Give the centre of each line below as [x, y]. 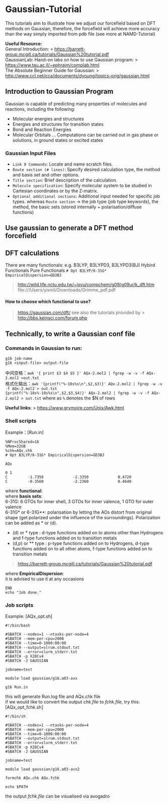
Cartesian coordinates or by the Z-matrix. [55, 191]
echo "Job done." [23, 593]
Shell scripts [21, 421]
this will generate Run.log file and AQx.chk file [53, 696]
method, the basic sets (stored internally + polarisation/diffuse [77, 207]
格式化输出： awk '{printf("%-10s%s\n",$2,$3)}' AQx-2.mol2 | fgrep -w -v [84, 384]
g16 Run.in [17, 687]
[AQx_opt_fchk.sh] [24, 707]
